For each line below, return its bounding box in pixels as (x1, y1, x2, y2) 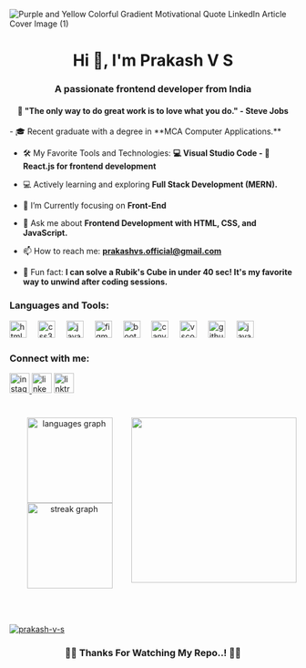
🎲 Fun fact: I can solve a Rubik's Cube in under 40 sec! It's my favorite (22, 267, 293, 278)
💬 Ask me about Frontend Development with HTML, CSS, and (22, 218, 257, 229)
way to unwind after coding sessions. (22, 276, 168, 287)
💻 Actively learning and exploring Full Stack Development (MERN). (22, 179, 278, 190)
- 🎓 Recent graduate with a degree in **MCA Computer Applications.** (9, 126, 282, 137)
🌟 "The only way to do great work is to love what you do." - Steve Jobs (17, 105, 289, 116)
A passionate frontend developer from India (54, 83, 252, 96)
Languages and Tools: (9, 299, 109, 312)
